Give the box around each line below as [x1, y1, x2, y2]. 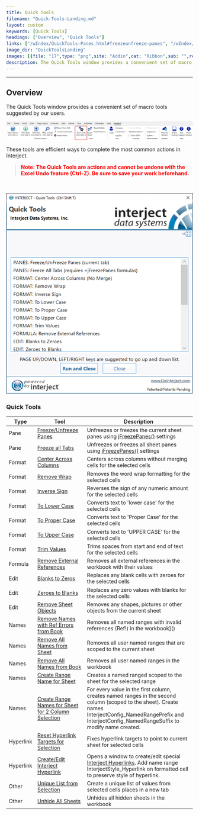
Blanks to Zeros [37, 575, 76, 582]
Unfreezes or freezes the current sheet [86, 426, 182, 433]
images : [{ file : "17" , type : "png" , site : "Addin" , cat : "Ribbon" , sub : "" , [6, 53, 190, 59]
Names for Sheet [37, 701, 79, 708]
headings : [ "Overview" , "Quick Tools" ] [6, 34, 105, 41]
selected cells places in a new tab [86, 786, 169, 793]
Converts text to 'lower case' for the [86, 499, 175, 506]
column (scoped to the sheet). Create [86, 698, 178, 706]
